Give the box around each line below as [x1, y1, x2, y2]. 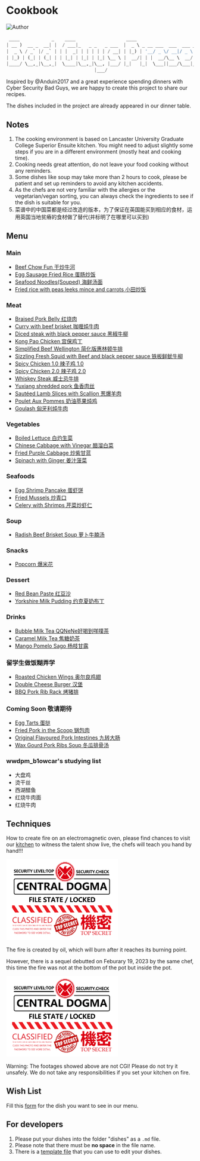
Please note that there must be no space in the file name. [14, 1141, 156, 1148]
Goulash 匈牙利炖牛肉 [14, 404, 68, 412]
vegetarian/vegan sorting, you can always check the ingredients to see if [14, 192, 193, 199]
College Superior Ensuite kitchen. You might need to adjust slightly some [14, 142, 193, 149]
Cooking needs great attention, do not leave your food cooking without [14, 161, 189, 168]
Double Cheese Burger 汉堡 [14, 681, 83, 688]
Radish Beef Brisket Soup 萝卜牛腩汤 [14, 531, 105, 538]
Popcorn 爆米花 [14, 561, 54, 568]
